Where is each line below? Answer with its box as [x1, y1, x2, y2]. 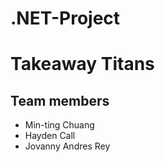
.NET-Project [10, 7, 121, 30]
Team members [10, 92, 110, 109]
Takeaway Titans [10, 53, 155, 76]
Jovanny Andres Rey [24, 140, 111, 152]
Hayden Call [24, 130, 76, 142]
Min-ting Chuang [24, 119, 95, 131]
